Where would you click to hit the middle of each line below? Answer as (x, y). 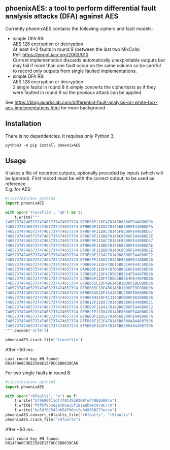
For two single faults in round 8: (39, 373)
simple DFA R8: (28, 76)
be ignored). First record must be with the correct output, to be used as (80, 178)
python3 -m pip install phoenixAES (43, 145)
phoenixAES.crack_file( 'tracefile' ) (44, 340)
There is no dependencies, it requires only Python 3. (60, 136)
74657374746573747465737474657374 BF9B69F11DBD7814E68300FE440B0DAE (79, 246)
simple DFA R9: (28, 38)
